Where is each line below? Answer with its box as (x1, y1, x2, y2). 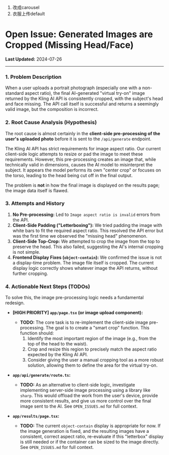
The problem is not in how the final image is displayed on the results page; (5, 182, 160, 188)
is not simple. (12, 249, 40, 255)
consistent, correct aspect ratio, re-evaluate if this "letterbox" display (20, 433, 164, 440)
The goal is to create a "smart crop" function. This (45, 325, 150, 331)
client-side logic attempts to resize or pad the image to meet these (5, 151, 143, 157)
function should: (20, 330, 54, 336)
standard (5, 90, 24, 96)
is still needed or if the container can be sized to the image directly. (20, 439, 159, 445)
